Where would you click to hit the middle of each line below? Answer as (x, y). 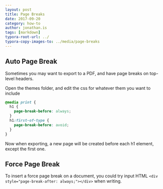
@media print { (21, 102)
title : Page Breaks (25, 14)
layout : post (18, 10)
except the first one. (25, 149)
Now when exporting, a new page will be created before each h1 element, (79, 143)
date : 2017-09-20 (23, 19)
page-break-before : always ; (42, 111)
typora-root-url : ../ (27, 37)
